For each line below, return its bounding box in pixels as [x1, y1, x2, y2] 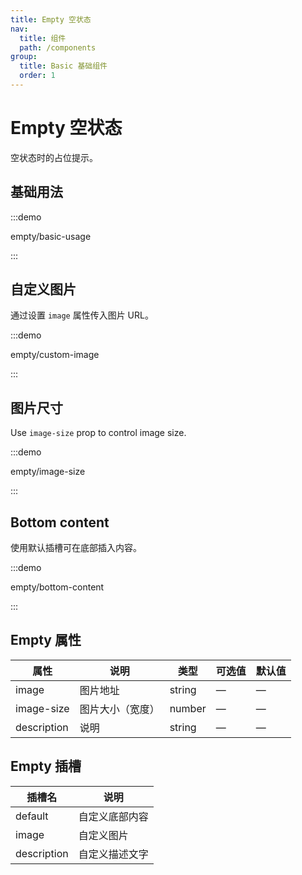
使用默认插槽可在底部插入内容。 [10, 542, 142, 554]
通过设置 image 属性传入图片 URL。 [10, 309, 154, 321]
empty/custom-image [10, 349, 100, 361]
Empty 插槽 [10, 758, 82, 775]
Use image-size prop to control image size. [10, 427, 187, 439]
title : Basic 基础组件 [19, 61, 108, 71]
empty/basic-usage [10, 230, 92, 242]
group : [10, 52, 38, 62]
